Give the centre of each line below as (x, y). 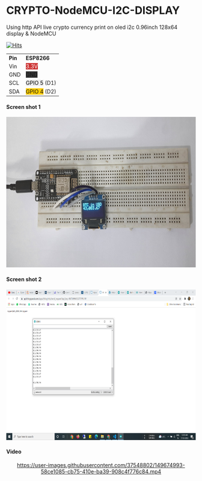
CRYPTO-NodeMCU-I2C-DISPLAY (93, 11)
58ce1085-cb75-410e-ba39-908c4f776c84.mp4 (101, 471)
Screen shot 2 (24, 279)
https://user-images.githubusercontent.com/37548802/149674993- (101, 465)
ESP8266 (38, 58)
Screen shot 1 (23, 107)
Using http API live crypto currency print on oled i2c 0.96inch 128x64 (92, 27)
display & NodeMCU (31, 33)
